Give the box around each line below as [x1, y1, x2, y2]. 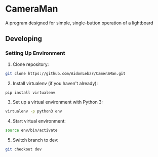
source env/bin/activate [5, 128, 58, 133]
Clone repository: [12, 61, 49, 67]
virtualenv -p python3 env [5, 109, 62, 114]
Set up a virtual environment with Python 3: [12, 99, 103, 105]
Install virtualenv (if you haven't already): [12, 80, 98, 86]
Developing [5, 34, 42, 43]
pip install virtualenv [5, 90, 56, 95]
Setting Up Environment [5, 50, 65, 57]
